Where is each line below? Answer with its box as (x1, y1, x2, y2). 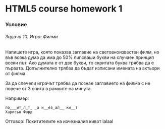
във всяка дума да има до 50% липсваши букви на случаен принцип (5, 54, 154, 60)
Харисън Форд (5, 109, 33, 115)
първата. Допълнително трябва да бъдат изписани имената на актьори (5, 65, 160, 71)
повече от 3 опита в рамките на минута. (5, 86, 92, 92)
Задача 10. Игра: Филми (5, 33, 58, 39)
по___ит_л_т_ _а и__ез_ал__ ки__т (5, 105, 78, 110)
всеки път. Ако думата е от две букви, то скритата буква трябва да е (5, 60, 154, 66)
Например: (5, 95, 29, 101)
